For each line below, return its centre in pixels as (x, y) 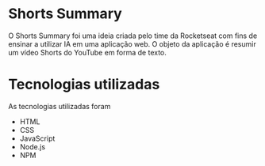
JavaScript (37, 138)
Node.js (33, 146)
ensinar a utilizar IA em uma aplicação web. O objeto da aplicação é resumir (132, 43)
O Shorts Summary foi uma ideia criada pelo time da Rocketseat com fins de (133, 36)
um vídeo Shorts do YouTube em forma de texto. (87, 52)
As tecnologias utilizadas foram (60, 106)
